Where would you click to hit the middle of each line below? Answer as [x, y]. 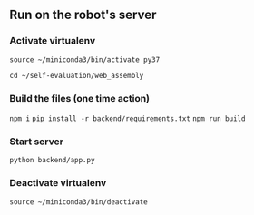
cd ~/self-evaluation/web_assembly [77, 75]
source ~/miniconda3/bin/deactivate [78, 202]
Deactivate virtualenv [58, 183]
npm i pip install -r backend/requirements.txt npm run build [127, 118]
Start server [36, 142]
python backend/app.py [52, 161]
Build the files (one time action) [80, 98]
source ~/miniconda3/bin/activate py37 [85, 59]
